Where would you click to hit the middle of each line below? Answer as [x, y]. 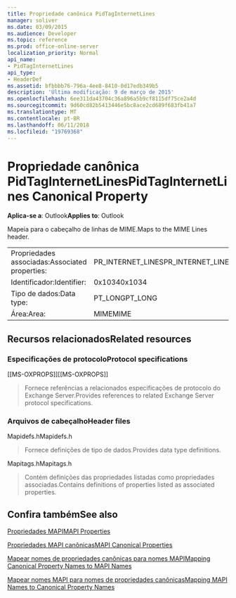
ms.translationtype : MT [42, 112]
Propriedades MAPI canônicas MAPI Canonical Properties [90, 545]
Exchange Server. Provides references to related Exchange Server [119, 395]
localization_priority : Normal [53, 53]
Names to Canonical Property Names [61, 587]
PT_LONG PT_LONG [126, 298]
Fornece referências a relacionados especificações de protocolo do [123, 388]
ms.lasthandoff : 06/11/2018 [48, 125]
